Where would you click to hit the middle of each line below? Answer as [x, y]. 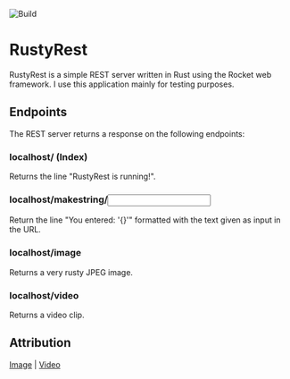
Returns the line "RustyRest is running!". [83, 177]
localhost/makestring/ [59, 199]
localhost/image [46, 253]
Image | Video [35, 364]
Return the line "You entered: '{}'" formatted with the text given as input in [145, 220]
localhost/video [44, 295]
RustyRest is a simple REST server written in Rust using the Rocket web [141, 74]
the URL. [25, 230]
